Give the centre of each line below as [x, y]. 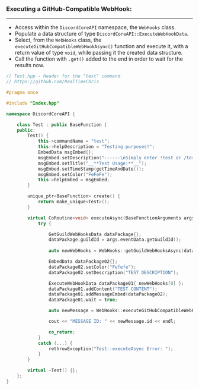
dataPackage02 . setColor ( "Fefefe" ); [92, 267]
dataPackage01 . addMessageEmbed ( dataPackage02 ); [108, 294]
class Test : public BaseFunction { [62, 125]
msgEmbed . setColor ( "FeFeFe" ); [75, 174]
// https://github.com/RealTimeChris [53, 82]
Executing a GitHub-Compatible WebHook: [69, 9]
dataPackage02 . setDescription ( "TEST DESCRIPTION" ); [113, 272]
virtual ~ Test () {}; [53, 370]
